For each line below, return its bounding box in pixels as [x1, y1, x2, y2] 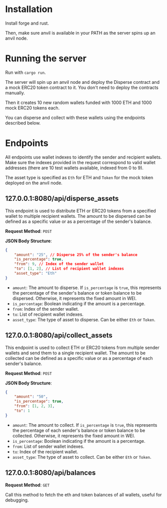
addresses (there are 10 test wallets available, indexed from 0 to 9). [5, 165, 144, 171]
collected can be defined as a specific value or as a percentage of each [5, 355, 153, 361]
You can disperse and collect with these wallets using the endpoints [5, 114, 145, 120]
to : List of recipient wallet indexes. [12, 311, 84, 317]
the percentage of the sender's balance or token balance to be [12, 290, 142, 296]
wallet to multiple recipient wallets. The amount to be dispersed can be [5, 213, 151, 219]
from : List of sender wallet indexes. [12, 443, 84, 449]
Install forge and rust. [5, 20, 49, 26]
